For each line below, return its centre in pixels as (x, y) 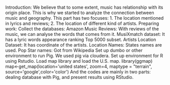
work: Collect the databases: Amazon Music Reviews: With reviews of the (82, 29)
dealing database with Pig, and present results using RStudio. (69, 77)
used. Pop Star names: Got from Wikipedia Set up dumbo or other (74, 50)
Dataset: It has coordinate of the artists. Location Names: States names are (84, 45)
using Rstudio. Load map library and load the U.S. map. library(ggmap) (79, 61)
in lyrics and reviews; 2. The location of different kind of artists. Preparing (82, 23)
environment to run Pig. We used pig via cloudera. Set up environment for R (84, 56)
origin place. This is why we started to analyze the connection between (80, 13)
